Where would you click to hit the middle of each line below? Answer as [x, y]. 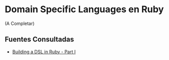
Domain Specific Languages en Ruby [84, 9]
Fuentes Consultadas [40, 39]
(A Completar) [20, 23]
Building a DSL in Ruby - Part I [44, 51]
